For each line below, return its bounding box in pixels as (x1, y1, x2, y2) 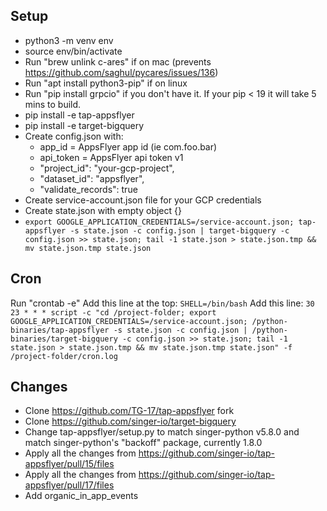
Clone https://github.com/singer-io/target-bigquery (24, 415, 237, 428)
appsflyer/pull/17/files (24, 479, 115, 491)
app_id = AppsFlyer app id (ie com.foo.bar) (39, 140, 218, 153)
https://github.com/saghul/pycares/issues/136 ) (24, 66, 219, 78)
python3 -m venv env (24, 34, 114, 46)
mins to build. (24, 98, 82, 110)
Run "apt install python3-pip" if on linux (24, 77, 188, 89)
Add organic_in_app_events (24, 490, 139, 502)
